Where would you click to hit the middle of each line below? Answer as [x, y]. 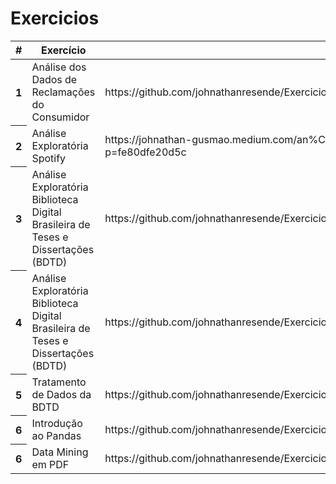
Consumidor [60, 117]
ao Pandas [56, 435]
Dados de [54, 79]
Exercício [64, 50]
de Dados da [61, 394]
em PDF [50, 464]
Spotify [49, 158]
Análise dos [59, 67]
